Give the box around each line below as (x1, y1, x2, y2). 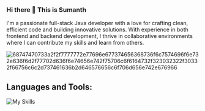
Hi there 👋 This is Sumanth (6, 6, 87, 14)
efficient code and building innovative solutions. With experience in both (6, 26, 188, 33)
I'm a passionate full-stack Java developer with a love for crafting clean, (6, 20, 188, 27)
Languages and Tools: (6, 82, 93, 92)
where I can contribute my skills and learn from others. (6, 39, 144, 47)
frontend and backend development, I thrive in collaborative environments (6, 33, 193, 40)
